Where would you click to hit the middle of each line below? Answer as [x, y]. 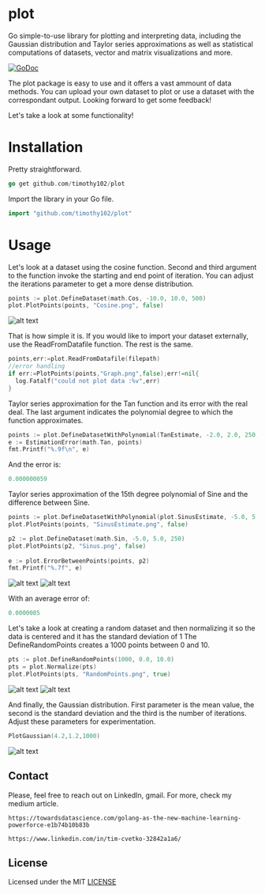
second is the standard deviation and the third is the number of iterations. [127, 713]
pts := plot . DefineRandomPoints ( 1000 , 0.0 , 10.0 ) [91, 660]
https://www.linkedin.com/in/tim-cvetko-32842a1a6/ [95, 839]
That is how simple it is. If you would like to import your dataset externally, [129, 336]
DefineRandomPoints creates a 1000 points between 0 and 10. [109, 645]
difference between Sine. [49, 502]
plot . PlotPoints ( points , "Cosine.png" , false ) [86, 305]
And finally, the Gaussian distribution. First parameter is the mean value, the [131, 704]
